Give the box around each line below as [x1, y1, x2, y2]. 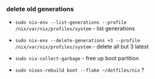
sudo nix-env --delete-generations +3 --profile [15, 38, 140, 44]
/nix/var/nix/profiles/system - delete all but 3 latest [15, 43, 149, 50]
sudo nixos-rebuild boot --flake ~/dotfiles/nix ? [15, 66, 145, 74]
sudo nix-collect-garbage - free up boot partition [15, 55, 139, 62]
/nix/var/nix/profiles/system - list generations [15, 25, 135, 32]
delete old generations [6, 5, 74, 13]
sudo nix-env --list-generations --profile [15, 20, 127, 26]
